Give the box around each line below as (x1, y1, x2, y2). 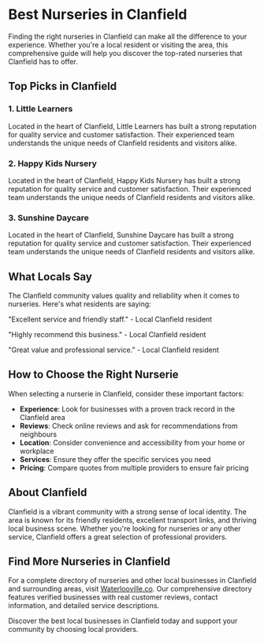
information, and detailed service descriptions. (8, 601, 160, 610)
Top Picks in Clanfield (8, 80, 117, 93)
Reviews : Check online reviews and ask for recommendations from (19, 421, 238, 430)
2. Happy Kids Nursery (8, 158, 97, 169)
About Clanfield (8, 486, 87, 499)
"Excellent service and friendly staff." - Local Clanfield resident (8, 314, 213, 325)
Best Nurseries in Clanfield (8, 6, 188, 24)
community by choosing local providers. (8, 625, 139, 634)
